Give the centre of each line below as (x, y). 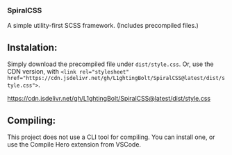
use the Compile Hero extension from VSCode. (74, 144)
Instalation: (32, 47)
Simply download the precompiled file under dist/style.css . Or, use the (110, 64)
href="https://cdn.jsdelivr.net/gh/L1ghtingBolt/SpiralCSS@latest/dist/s (116, 79)
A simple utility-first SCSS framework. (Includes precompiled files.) (103, 26)
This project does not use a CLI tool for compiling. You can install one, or (111, 137)
